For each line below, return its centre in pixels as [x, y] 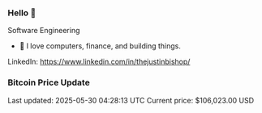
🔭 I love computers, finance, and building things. [100, 46]
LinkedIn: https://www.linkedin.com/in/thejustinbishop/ [99, 62]
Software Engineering [44, 31]
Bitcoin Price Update [49, 82]
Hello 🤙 [22, 13]
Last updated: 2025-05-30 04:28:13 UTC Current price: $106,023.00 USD [131, 100]
